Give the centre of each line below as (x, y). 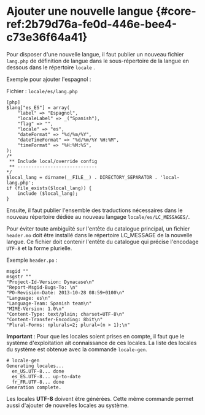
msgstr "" (19, 276)
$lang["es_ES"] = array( (38, 108)
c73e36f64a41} (47, 37)
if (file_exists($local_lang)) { (49, 188)
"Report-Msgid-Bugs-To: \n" (42, 287)
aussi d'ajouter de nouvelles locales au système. (68, 405)
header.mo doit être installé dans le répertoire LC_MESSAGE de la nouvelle (99, 235)
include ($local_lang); (48, 193)
